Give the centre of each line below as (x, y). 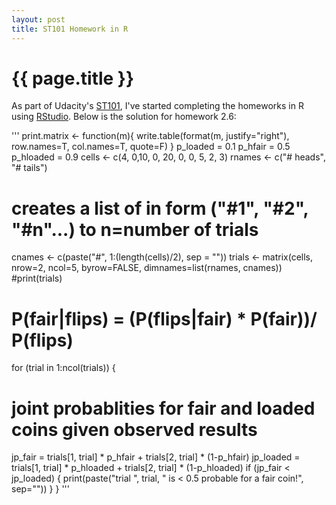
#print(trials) (37, 278)
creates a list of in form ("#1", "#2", (160, 208)
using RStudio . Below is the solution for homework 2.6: (124, 117)
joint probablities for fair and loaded (163, 408)
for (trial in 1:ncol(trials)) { (63, 368)
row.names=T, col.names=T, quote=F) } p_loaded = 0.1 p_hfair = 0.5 (151, 147)
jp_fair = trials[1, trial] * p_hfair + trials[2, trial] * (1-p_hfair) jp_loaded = (156, 457)
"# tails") (29, 168)
